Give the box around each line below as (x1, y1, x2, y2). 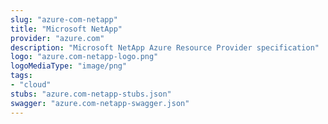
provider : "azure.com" (10, 33, 105, 43)
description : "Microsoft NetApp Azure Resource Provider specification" (10, 42, 320, 53)
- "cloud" (10, 80, 52, 90)
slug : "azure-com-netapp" (10, 14, 118, 25)
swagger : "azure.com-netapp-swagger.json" (10, 98, 190, 108)
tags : (10, 71, 33, 81)
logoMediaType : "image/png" (10, 61, 128, 71)
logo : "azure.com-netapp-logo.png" (10, 52, 159, 62)
